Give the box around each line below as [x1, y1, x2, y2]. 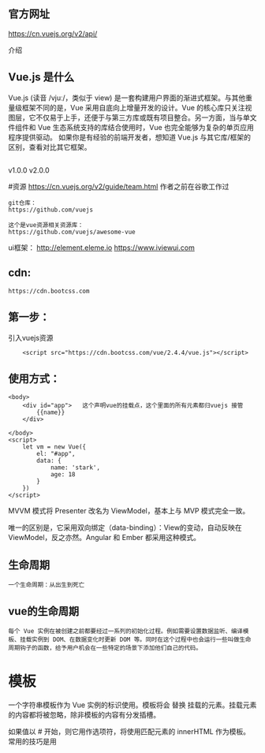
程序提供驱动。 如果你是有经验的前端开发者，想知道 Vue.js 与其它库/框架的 [8, 132, 251, 142]
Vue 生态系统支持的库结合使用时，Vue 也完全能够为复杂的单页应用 [37, 122, 255, 132]
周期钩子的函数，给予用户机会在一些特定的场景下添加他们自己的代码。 [8, 644, 203, 652]
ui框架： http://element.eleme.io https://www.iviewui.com [8, 243, 195, 252]
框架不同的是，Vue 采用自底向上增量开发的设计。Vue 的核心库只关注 [21, 103, 246, 112]
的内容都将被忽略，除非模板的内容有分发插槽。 [8, 710, 160, 720]
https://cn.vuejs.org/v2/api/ [8, 28, 98, 38]
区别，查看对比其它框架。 [8, 142, 91, 151]
